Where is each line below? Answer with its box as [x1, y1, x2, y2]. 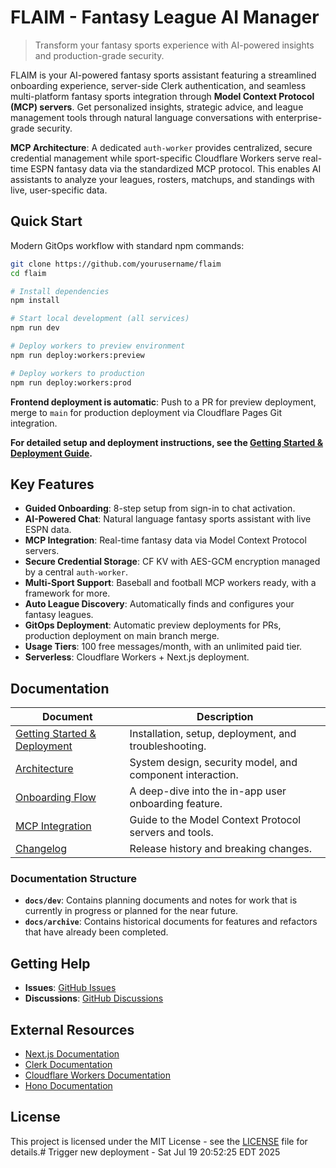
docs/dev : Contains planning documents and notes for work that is [24, 894, 298, 906]
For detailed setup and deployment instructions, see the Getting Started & [10, 436, 324, 448]
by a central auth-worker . [24, 566, 128, 578]
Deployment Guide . [10, 447, 93, 459]
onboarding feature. [129, 797, 223, 811]
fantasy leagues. [24, 609, 94, 621]
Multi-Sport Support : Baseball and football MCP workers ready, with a [24, 577, 317, 589]
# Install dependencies [10, 286, 110, 296]
